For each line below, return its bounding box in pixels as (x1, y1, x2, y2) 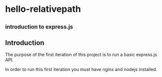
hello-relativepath (5, 3, 81, 15)
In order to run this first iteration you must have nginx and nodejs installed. (5, 67, 158, 73)
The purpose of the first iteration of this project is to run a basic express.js (5, 52, 158, 58)
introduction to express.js (5, 23, 74, 30)
